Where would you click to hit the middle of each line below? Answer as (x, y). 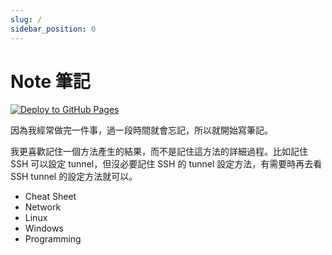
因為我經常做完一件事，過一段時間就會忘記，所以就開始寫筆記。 (141, 130)
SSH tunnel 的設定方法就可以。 (74, 177)
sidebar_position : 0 (53, 29)
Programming (53, 239)
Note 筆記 (50, 81)
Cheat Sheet (50, 197)
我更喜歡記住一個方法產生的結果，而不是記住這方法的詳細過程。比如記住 (159, 152)
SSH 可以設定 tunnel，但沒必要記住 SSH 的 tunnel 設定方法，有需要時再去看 (166, 164)
